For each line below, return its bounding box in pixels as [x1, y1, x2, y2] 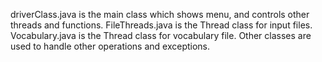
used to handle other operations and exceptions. [10, 40, 211, 52]
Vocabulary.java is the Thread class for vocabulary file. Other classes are [10, 30, 312, 41]
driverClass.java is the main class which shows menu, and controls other [10, 9, 310, 20]
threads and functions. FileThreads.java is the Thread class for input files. [10, 19, 313, 31]
